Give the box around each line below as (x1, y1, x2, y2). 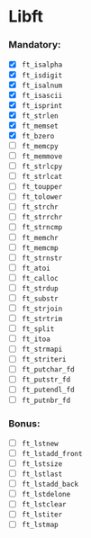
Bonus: (8, 417, 41, 429)
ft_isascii (21, 91, 63, 100)
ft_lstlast (21, 470, 63, 479)
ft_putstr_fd (21, 375, 71, 384)
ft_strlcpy (21, 162, 63, 172)
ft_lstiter (21, 510, 63, 519)
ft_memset (21, 121, 59, 130)
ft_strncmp (21, 223, 63, 232)
